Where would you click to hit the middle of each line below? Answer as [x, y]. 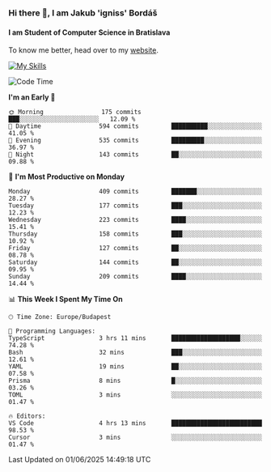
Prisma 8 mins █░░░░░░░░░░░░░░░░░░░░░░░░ [135, 381]
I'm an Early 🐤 [32, 97]
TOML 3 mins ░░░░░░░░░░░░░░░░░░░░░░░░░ [135, 395]
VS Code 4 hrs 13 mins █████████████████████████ [135, 423]
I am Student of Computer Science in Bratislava [89, 32]
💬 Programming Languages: [52, 331]
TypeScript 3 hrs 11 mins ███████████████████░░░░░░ [135, 338]
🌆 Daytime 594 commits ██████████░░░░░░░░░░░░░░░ [135, 126]
